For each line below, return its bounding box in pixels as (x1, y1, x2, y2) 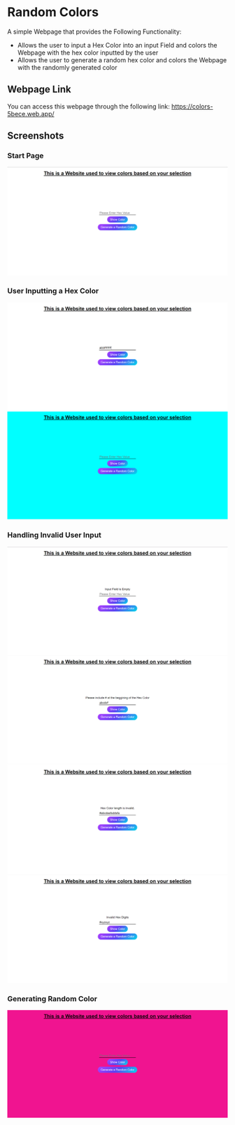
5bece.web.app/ (7, 109, 55, 118)
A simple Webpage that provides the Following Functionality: (7, 27, 182, 36)
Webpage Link (7, 83, 71, 95)
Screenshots (7, 130, 64, 142)
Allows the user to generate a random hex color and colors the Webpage (17, 55, 227, 64)
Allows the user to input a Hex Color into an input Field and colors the (17, 41, 218, 49)
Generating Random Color (7, 993, 98, 1003)
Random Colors (7, 4, 99, 20)
